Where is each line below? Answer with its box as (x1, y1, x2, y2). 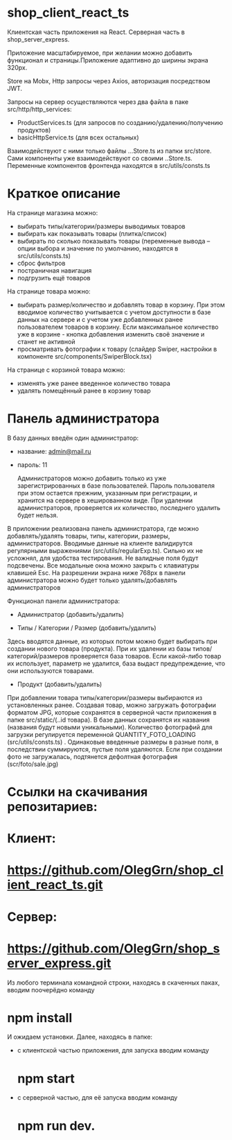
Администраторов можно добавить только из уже (17, 474, 167, 482)
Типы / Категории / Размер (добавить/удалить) (17, 623, 157, 632)
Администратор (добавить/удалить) (17, 610, 125, 618)
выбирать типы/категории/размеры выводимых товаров (17, 222, 186, 230)
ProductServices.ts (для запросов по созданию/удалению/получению (17, 118, 224, 126)
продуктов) (17, 126, 51, 134)
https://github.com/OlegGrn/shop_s (7, 940, 220, 956)
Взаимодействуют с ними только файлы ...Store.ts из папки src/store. (7, 146, 212, 155)
